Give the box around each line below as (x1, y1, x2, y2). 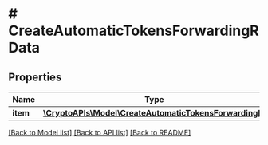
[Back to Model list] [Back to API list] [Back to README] (8, 128, 191, 137)
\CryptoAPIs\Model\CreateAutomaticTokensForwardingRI (42, 108, 266, 118)
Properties (8, 70, 62, 84)
